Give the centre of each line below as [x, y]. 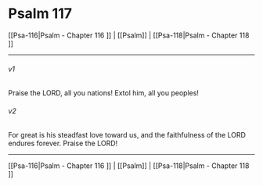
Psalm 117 [40, 14]
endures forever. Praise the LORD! [63, 143]
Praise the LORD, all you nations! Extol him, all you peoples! [104, 93]
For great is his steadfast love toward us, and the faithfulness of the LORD [127, 135]
